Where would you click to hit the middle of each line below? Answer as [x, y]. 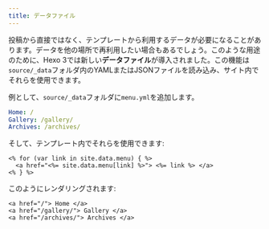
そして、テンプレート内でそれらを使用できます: [86, 143]
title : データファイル [42, 16]
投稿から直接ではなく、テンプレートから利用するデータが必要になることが [131, 39]
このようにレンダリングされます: [62, 189]
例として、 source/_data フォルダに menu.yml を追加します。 [104, 96]
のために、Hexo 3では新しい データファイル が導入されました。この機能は [129, 59]
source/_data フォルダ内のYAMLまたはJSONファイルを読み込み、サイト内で [134, 70]
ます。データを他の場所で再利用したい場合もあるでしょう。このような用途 [138, 50]
